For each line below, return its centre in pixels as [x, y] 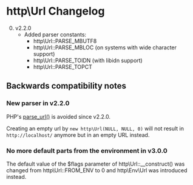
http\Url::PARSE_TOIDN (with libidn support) [88, 60]
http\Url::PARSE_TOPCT [63, 67]
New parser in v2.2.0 [38, 103]
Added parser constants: [55, 34]
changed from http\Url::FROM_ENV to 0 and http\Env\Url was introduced [97, 170]
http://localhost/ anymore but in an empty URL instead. [78, 134]
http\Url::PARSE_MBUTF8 [65, 41]
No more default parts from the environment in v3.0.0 [87, 150]
